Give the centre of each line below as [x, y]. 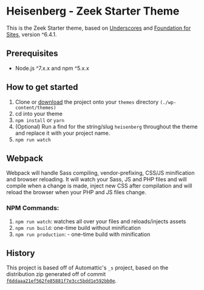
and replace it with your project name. [63, 133]
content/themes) [36, 107]
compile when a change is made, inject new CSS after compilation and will [99, 186]
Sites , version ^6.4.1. [32, 34]
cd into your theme [39, 113]
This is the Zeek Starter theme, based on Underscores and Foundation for [99, 28]
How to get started [42, 87]
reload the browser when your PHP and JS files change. [76, 192]
